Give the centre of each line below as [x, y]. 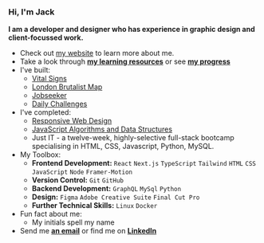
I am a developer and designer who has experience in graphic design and [132, 29]
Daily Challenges [59, 104]
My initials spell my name [73, 222]
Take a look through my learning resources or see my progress [125, 61]
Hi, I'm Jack [32, 12]
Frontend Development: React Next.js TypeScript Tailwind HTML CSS [144, 163]
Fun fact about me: [51, 214]
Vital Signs [49, 79]
